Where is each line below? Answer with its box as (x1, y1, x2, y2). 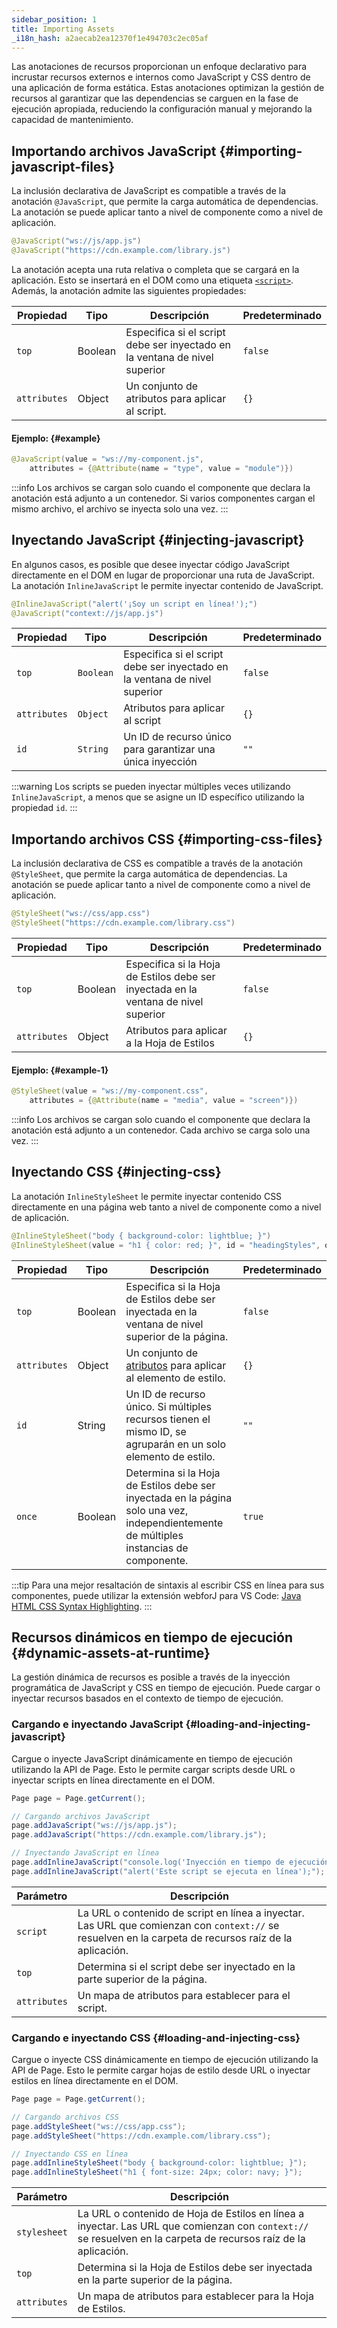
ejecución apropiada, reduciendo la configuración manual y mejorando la (11, 103, 313, 115)
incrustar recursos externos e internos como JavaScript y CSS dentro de (11, 71, 311, 83)
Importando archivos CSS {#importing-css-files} (11, 831, 324, 848)
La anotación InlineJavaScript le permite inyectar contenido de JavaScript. (11, 579, 324, 591)
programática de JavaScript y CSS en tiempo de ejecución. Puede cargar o (11, 1682, 321, 1694)
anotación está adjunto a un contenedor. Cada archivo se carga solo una (11, 1124, 311, 1136)
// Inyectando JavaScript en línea (11, 1848, 160, 1858)
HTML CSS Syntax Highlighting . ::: (11, 1600, 153, 1612)
